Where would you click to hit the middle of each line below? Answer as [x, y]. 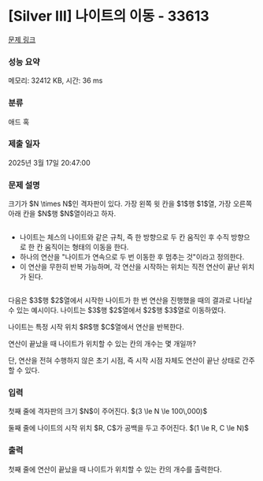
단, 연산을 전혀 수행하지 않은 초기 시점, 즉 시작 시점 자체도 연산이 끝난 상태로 [124, 360]
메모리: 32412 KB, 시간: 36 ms [56, 80]
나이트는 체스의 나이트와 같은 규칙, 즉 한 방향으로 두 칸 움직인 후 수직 [124, 237]
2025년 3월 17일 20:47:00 [49, 162]
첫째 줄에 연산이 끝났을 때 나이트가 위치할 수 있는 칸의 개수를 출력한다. [115, 469]
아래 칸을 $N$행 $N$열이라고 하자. [62, 214]
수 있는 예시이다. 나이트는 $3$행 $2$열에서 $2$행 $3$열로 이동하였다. [117, 310]
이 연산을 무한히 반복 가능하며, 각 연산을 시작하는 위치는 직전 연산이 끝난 [130, 267]
